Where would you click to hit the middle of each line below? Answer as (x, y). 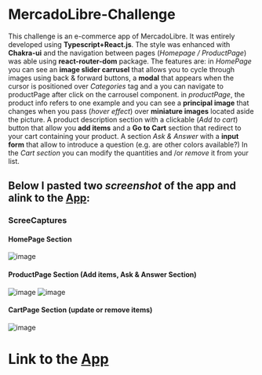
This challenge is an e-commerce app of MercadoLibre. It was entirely (122, 36)
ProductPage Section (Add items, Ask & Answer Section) (103, 275)
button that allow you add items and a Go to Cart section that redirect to (125, 128)
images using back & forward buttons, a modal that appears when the (121, 78)
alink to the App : (49, 198)
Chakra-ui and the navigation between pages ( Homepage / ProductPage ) (127, 53)
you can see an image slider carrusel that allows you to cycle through (122, 69)
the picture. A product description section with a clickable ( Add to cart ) (123, 119)
